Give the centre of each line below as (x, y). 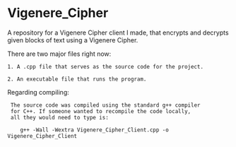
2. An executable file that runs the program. (77, 79)
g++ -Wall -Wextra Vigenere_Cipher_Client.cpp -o (95, 130)
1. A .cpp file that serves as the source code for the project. (105, 66)
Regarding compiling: (38, 92)
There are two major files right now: (59, 54)
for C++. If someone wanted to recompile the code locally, (101, 111)
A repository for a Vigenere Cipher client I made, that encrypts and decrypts (118, 33)
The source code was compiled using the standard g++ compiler (105, 105)
